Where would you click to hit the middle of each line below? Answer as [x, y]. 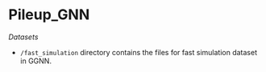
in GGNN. [36, 61]
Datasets [23, 37]
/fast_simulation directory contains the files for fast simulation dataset [139, 52]
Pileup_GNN [49, 15]
